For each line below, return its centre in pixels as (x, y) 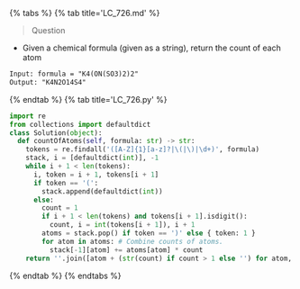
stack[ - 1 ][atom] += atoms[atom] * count (126, 250)
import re (28, 116)
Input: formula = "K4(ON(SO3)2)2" (74, 74)
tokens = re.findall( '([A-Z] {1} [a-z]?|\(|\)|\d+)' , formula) (142, 149)
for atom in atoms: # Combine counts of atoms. (132, 241)
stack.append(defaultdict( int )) (103, 191)
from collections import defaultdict (80, 124)
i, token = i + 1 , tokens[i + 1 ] (96, 175)
